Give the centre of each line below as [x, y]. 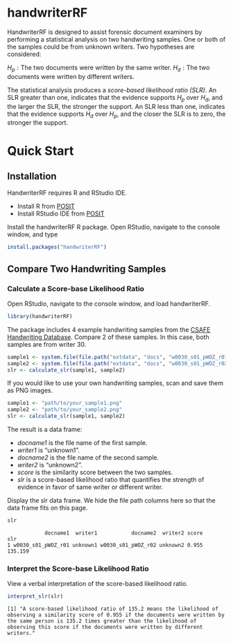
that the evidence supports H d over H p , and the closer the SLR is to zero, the [116, 114]
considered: [24, 54]
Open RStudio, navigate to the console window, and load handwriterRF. [109, 304]
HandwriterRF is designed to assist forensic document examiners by [105, 32]
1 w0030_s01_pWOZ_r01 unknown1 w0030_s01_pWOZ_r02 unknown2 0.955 [105, 545]
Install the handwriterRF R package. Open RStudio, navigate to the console [114, 227]
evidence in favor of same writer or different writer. [90, 487]
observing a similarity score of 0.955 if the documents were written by [116, 615]
